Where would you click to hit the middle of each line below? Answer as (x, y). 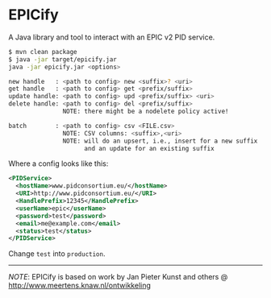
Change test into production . (57, 254)
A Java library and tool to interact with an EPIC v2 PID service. (112, 37)
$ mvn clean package (43, 52)
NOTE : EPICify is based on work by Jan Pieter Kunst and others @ (118, 277)
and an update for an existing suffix (150, 148)
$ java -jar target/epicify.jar (63, 59)
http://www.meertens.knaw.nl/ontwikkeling (80, 286)
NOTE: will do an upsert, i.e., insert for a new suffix (160, 141)
